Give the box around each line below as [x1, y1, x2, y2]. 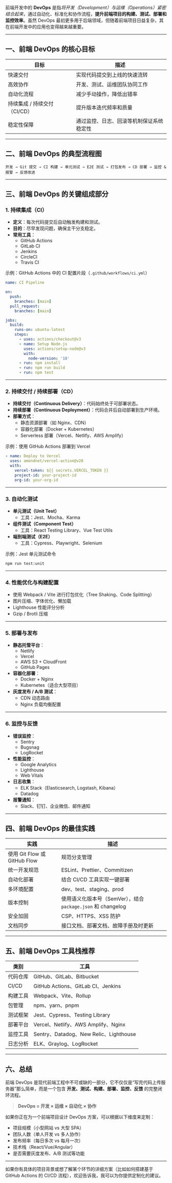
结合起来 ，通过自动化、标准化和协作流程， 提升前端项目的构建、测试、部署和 [5, 11, 167, 17]
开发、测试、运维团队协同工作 [76, 81, 148, 88]
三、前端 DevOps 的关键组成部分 [5, 190, 109, 199]
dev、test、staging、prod [61, 885, 124, 893]
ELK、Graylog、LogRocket [33, 1040, 98, 1047]
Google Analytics [20, 761, 57, 767]
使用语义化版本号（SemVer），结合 [61, 895, 144, 902]
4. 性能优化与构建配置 [5, 579, 59, 586]
